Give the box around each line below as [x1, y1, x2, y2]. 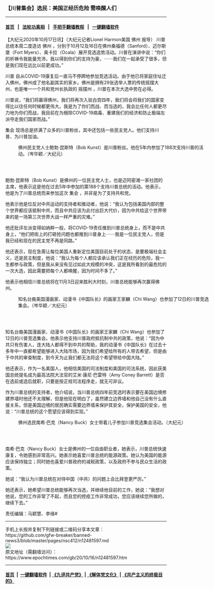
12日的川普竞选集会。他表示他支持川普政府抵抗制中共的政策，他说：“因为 [5, 335, 160, 341]
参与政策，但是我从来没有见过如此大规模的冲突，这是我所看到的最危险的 [14, 261, 167, 267]
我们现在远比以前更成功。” [9, 62, 64, 68]
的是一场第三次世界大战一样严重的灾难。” [9, 213, 95, 219]
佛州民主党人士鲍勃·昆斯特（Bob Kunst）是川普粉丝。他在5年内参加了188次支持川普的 [18, 144, 199, 150]
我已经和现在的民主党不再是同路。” [5, 237, 77, 244]
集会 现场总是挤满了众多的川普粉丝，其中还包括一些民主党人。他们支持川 [5, 127, 159, 133]
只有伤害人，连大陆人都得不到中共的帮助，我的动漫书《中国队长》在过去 [9, 341, 162, 347]
